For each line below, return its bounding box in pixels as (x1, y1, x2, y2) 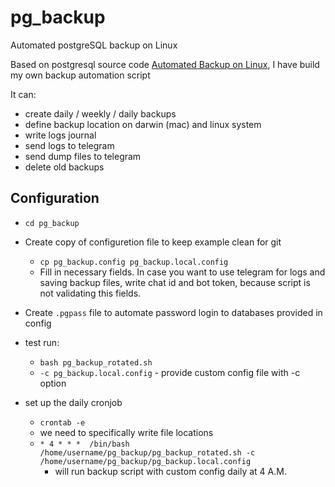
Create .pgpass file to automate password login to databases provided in (24, 306, 323, 318)
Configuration (10, 190, 100, 207)
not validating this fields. (39, 287, 142, 299)
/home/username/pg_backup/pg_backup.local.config (39, 456, 252, 466)
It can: (10, 88, 37, 100)
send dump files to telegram (24, 150, 142, 162)
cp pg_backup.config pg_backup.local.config (39, 257, 229, 267)
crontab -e (39, 417, 86, 428)
